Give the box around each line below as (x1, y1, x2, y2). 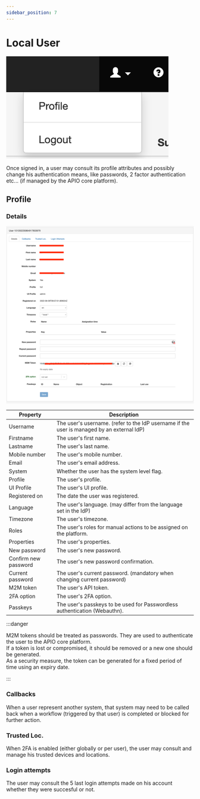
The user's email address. (56, 459, 120, 467)
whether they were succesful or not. (6, 786, 95, 793)
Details (6, 212, 27, 220)
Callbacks (6, 690, 36, 698)
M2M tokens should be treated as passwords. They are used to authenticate (6, 632, 193, 639)
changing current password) (56, 576, 127, 583)
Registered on (8, 492, 43, 499)
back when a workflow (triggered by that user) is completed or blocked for (6, 710, 189, 717)
